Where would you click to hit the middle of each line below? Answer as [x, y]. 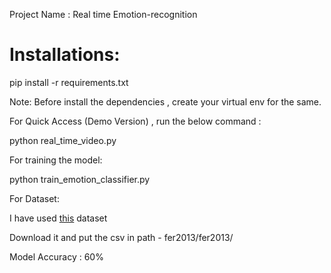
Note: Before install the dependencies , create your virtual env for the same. [165, 101]
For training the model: [56, 160]
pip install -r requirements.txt [69, 82]
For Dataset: [34, 198]
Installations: [65, 55]
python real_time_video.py [63, 140]
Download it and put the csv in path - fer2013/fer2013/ [121, 237]
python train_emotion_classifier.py [80, 179]
